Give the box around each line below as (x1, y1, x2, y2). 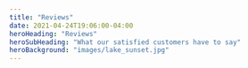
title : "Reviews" (9, 12, 74, 22)
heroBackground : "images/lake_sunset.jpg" (9, 46, 169, 55)
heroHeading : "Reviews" (9, 29, 98, 38)
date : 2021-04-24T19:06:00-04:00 (9, 21, 134, 30)
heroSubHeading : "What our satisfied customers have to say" (9, 37, 242, 47)
